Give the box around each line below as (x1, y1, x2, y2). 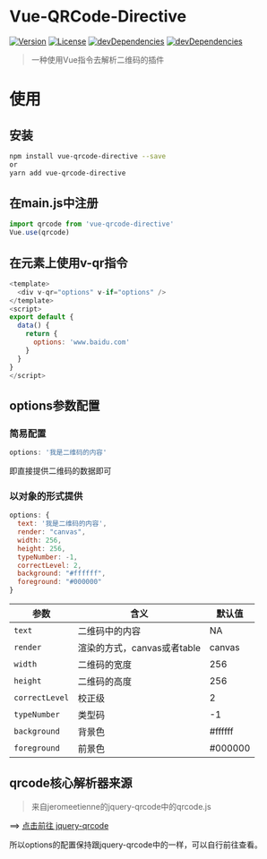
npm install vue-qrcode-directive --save (9, 151, 167, 160)
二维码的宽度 (77, 658, 133, 671)
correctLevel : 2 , (17, 561, 82, 570)
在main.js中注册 (9, 195, 99, 210)
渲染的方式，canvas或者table (77, 642, 202, 655)
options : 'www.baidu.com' (32, 338, 130, 347)
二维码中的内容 (77, 625, 142, 638)
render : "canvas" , (17, 528, 87, 537)
